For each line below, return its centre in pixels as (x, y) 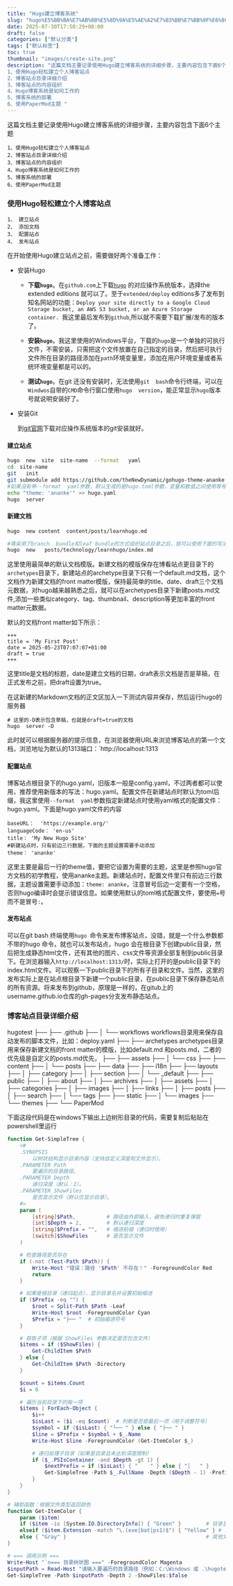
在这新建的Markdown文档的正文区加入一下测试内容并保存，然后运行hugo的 (115, 697)
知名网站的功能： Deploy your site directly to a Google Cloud (119, 302)
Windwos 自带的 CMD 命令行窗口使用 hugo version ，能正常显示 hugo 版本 (124, 390)
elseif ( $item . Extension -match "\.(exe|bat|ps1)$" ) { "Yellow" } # (121, 1530)
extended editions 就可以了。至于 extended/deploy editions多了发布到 (126, 294)
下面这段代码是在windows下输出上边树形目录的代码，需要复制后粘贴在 (108, 1117)
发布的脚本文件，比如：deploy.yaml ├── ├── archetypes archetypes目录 (118, 1041)
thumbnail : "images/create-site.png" (62, 59)
